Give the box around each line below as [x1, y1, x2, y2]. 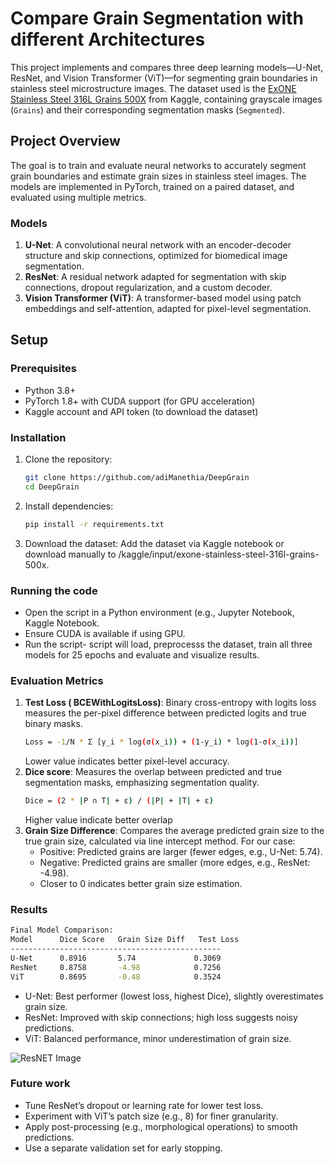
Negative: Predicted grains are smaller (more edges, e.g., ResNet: [39, 857, 311, 868]
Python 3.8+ [24, 384, 77, 396]
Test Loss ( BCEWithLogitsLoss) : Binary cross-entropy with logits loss [24, 697, 317, 709]
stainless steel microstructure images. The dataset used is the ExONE [10, 82, 297, 94]
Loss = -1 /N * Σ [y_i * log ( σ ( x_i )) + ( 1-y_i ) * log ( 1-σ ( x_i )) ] [24, 737, 299, 747]
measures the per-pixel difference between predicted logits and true [24, 707, 307, 719]
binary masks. [24, 718, 83, 730]
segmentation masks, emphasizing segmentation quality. [24, 777, 260, 789]
